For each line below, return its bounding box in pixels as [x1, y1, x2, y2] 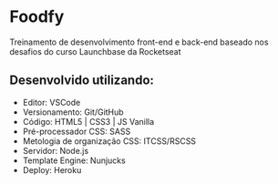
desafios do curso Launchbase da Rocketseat [9, 46, 181, 56]
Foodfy [9, 6, 65, 27]
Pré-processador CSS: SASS [22, 126, 131, 137]
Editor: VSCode [22, 97, 81, 107]
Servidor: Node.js [22, 145, 89, 156]
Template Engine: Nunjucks [22, 155, 126, 166]
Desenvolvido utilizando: [9, 73, 155, 88]
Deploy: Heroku [22, 164, 82, 175]
